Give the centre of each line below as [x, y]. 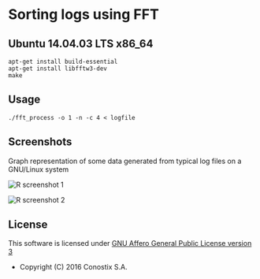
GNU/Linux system [39, 169]
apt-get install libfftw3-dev [58, 69]
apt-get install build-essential [63, 61]
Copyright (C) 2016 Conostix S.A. [73, 267]
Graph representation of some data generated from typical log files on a [125, 161]
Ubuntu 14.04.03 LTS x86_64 [81, 44]
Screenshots [40, 142]
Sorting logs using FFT [84, 15]
